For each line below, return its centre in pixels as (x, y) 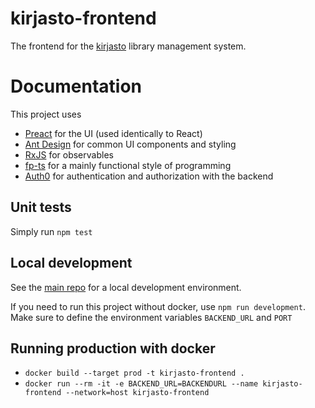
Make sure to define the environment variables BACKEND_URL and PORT (151, 317)
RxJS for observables (69, 154)
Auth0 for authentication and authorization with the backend (149, 176)
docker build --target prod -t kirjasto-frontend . (134, 373)
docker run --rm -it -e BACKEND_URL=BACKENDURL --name (141, 384)
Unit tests (41, 207)
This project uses (46, 114)
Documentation (76, 86)
